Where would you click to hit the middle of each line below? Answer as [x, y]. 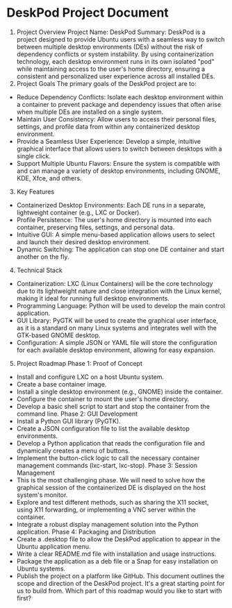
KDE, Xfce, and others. [49, 178]
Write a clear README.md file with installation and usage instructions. [116, 554]
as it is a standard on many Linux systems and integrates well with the [116, 328]
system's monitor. [42, 495]
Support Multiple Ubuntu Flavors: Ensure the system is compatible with [118, 163]
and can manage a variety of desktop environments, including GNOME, [118, 171]
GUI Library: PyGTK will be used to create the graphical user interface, [117, 320]
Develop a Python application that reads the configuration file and [111, 443]
